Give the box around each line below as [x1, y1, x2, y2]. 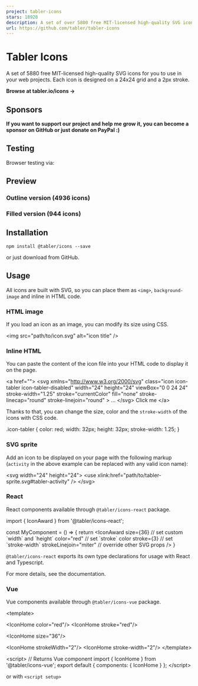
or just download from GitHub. [6, 254, 80, 261]
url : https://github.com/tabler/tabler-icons [6, 25, 120, 31]
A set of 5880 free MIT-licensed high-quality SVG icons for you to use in [6, 70, 182, 77]
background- [154, 287, 184, 293]
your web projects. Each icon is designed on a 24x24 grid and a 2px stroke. [6, 76, 190, 83]
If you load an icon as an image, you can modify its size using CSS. [6, 320, 169, 327]
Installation [6, 228, 48, 238]
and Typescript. [6, 559, 44, 566]
